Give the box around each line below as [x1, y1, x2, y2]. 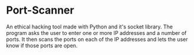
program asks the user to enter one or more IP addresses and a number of [6, 29, 187, 36]
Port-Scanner [6, 4, 75, 17]
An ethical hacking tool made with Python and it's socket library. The [6, 23, 173, 30]
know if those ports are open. [6, 42, 78, 49]
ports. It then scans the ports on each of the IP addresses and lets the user [6, 35, 188, 43]
